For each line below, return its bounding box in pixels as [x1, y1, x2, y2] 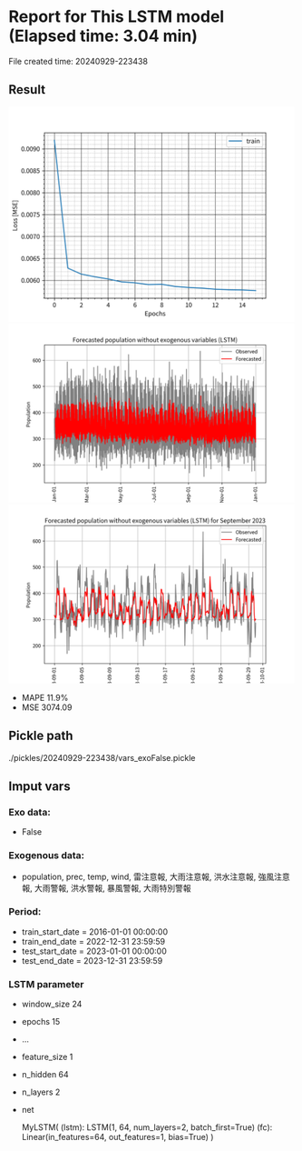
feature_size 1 [21, 1052, 73, 1063]
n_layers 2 [21, 1086, 61, 1097]
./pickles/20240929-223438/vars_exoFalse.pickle [8, 752, 196, 763]
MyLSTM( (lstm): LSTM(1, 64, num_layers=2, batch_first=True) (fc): [21, 1122, 273, 1133]
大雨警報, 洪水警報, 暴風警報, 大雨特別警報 [34, 882, 191, 893]
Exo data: [8, 806, 51, 818]
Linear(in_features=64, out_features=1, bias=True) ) [21, 1132, 214, 1143]
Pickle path [8, 728, 73, 744]
